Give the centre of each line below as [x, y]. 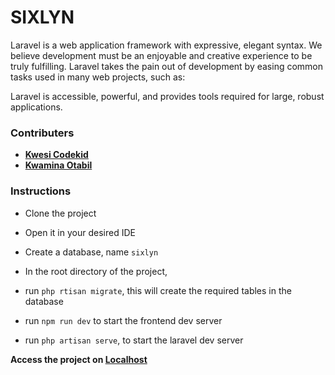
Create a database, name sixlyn [91, 252]
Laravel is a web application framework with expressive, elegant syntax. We [166, 45]
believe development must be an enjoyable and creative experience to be [161, 55]
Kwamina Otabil [58, 165]
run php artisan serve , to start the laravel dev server [134, 340]
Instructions [41, 191]
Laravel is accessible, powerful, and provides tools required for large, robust [167, 96]
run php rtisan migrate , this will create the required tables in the [158, 290]
